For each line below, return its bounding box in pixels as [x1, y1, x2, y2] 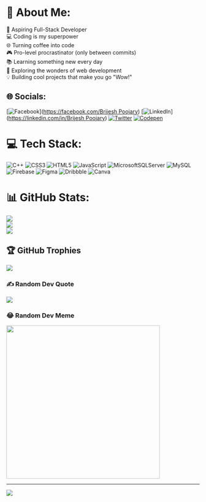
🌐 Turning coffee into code [6, 41, 75, 48]
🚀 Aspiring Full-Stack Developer [6, 26, 87, 33]
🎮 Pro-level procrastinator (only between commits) [6, 48, 137, 56]
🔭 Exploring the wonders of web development [6, 67, 122, 74]
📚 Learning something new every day [6, 58, 103, 65]
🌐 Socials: [6, 91, 47, 102]
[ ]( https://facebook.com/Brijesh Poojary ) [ [6, 107, 144, 115]
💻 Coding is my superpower [6, 32, 78, 40]
